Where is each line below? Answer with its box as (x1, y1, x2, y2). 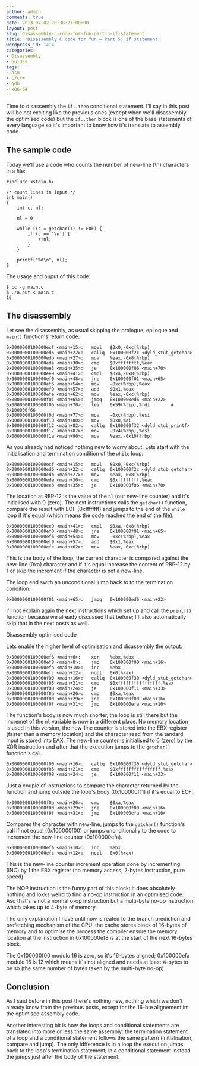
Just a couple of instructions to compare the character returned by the (6, 781, 179, 789)
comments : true (6, 14, 44, 20)
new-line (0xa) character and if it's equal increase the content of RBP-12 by (6, 560, 191, 568)
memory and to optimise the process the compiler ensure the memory (6, 927, 178, 935)
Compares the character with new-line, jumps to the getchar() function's (6, 820, 185, 828)
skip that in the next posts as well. (6, 619, 89, 626)
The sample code (6, 145, 72, 155)
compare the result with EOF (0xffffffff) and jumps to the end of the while (6, 505, 185, 512)
